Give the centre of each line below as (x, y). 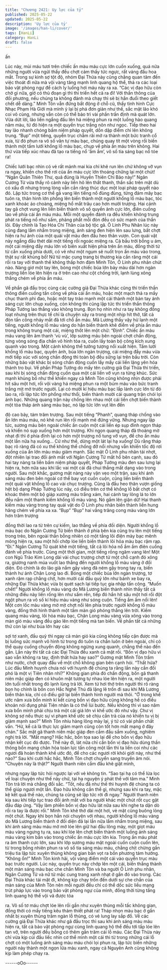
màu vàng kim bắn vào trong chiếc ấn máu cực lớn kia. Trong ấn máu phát (81, 837)
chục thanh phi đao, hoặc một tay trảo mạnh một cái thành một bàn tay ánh (83, 298)
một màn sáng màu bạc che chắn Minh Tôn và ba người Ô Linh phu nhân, (80, 869)
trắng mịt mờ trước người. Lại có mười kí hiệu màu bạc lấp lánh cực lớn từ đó (83, 389)
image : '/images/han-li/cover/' (39, 29)
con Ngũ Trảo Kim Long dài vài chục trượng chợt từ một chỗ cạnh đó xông (82, 557)
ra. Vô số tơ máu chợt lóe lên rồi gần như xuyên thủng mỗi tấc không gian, (81, 905)
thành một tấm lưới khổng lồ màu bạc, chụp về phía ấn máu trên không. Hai (82, 146)
